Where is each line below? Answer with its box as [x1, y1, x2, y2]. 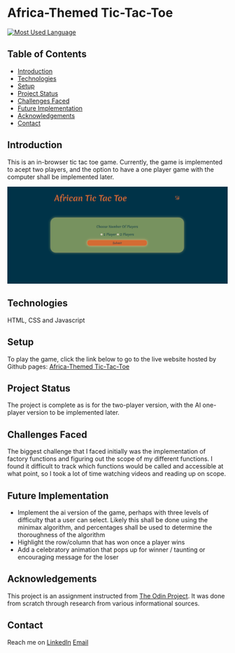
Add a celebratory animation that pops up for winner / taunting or [17, 545, 206, 554]
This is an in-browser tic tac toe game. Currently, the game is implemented [7, 157, 222, 166]
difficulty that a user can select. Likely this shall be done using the [17, 516, 208, 524]
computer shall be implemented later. [7, 173, 115, 181]
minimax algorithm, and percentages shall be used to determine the [17, 523, 213, 532]
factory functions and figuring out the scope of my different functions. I [7, 454, 213, 463]
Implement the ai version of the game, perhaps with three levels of [17, 508, 209, 517]
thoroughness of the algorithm [17, 531, 106, 539]
